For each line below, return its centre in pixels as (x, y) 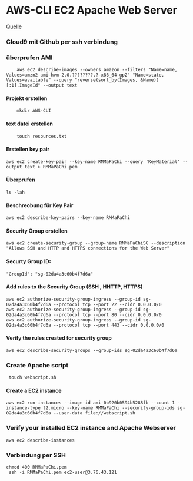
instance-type (24, 408)
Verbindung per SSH (36, 455)
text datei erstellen (30, 124)
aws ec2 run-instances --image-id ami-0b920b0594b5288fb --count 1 (91, 403)
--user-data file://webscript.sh (94, 413)
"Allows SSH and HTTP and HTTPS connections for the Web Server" (88, 248)
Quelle (14, 26)
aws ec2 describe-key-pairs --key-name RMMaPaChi (68, 218)
